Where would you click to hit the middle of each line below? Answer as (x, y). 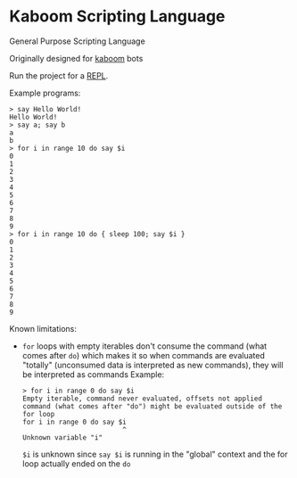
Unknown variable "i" (62, 437)
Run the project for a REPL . (59, 75)
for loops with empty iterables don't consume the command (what (144, 346)
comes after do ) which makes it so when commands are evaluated (143, 355)
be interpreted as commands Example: (93, 374)
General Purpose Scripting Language (77, 41)
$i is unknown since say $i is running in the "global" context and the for (155, 454)
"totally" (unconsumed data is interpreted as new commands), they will (153, 365)
